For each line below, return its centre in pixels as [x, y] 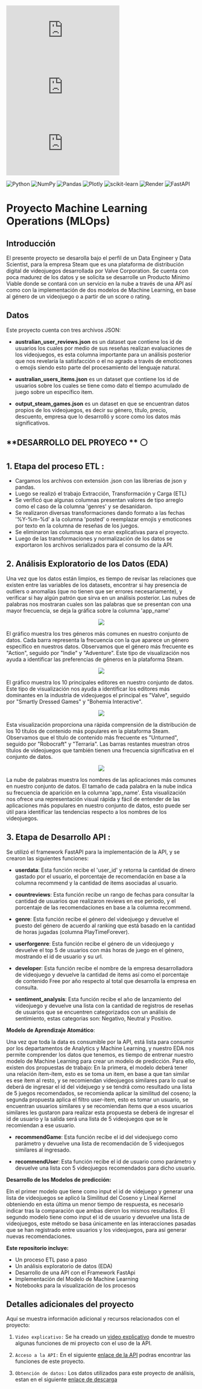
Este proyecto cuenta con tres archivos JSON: [64, 330]
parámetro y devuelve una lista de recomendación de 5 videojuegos [99, 1143]
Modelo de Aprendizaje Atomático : [51, 1030]
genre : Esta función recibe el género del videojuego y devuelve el [97, 919]
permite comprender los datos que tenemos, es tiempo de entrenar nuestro [100, 1054]
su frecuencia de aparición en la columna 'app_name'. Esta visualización [96, 792]
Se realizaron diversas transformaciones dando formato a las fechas [100, 513]
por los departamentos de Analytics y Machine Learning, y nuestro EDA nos [100, 1048]
